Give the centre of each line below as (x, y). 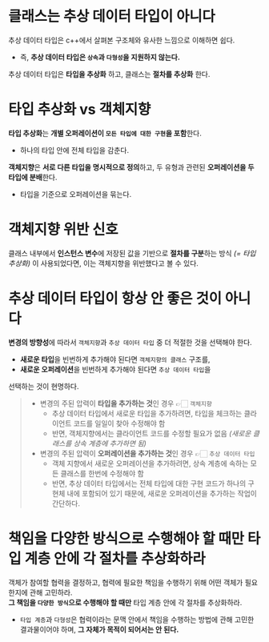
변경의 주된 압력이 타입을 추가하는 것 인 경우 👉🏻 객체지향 (126, 403)
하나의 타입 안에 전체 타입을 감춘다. (74, 150)
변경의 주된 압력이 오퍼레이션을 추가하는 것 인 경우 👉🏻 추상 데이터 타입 (147, 453)
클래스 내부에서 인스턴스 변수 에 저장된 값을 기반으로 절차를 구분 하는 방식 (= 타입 (132, 253)
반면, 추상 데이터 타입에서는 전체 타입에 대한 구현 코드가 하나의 (149, 483)
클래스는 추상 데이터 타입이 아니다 (112, 16)
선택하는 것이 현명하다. (44, 386)
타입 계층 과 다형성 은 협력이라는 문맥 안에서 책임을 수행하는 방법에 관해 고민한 (137, 619)
